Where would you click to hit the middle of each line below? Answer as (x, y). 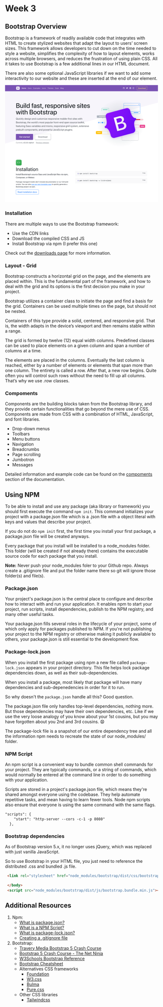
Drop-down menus (31, 429)
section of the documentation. (35, 479)
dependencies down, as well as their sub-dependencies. (62, 673)
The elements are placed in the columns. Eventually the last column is (75, 360)
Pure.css (35, 989)
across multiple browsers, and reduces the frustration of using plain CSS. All (81, 58)
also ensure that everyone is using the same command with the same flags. (81, 805)
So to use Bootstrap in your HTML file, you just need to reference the (74, 861)
